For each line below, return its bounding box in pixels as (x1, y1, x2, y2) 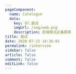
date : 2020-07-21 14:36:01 (5, 39, 60, 44)
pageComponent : (5, 7, 36, 12)
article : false (5, 52, 36, 57)
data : (9, 16, 21, 21)
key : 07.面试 (14, 20, 39, 26)
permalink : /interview (5, 43, 51, 48)
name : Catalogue (9, 12, 42, 17)
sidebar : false (5, 48, 36, 53)
